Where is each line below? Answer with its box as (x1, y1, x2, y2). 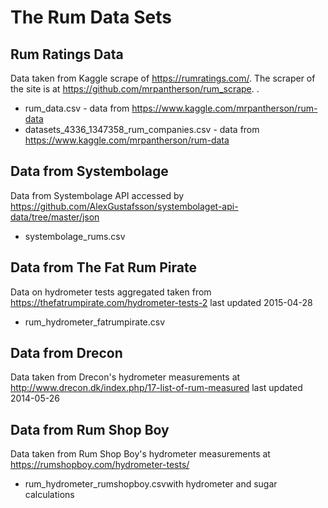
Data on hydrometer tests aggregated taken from (10, 286, 212, 298)
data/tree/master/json (10, 211, 100, 223)
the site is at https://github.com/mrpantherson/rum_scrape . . (10, 83, 260, 95)
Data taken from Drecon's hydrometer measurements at (10, 371, 241, 383)
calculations (24, 489, 75, 501)
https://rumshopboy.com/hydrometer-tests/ (10, 459, 190, 471)
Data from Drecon (10, 345, 123, 362)
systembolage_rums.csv (24, 230, 126, 242)
